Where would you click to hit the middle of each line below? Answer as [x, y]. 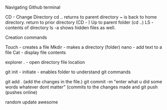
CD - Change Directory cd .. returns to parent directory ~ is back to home [81, 17]
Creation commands [26, 37]
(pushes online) [21, 92]
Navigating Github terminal [33, 7]
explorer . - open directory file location [45, 62]
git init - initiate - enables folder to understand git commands [68, 72]
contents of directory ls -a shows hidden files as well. [60, 28]
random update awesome [32, 102]
